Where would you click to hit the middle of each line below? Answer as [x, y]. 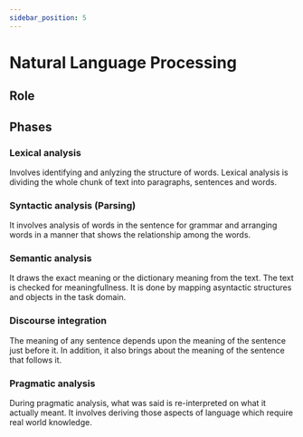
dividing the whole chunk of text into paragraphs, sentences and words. [143, 181]
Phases [31, 126]
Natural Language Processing [123, 62]
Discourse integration [58, 321]
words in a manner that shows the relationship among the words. [130, 235]
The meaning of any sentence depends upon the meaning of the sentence [148, 340]
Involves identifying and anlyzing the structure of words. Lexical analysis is [149, 172]
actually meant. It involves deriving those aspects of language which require [151, 413]
